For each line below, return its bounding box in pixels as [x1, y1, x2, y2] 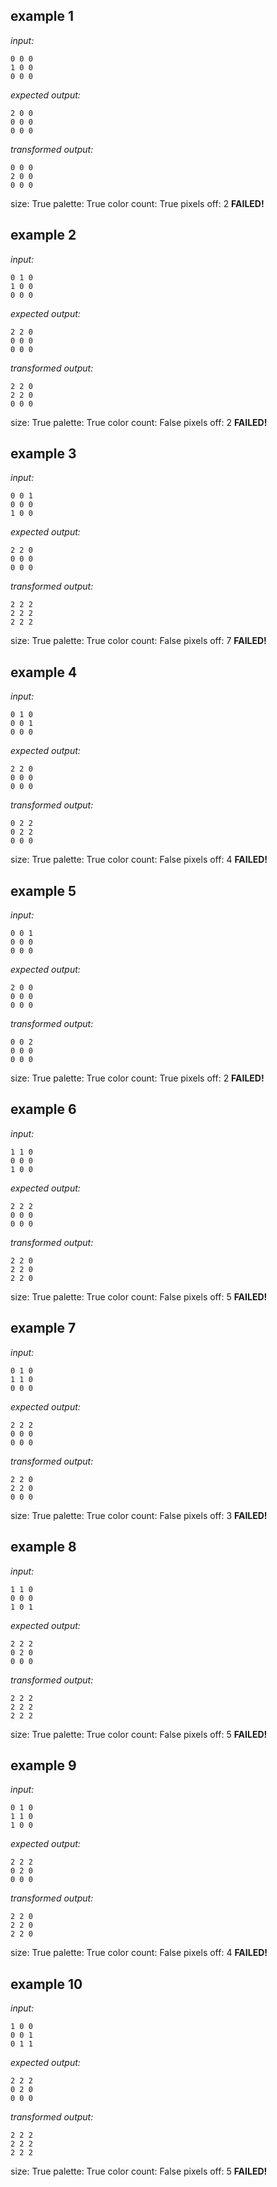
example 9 [10, 1757, 77, 1774]
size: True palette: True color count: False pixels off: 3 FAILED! [10, 1509, 268, 1521]
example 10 [10, 1975, 83, 1993]
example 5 [10, 882, 77, 899]
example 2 [10, 227, 77, 244]
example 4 [10, 664, 78, 681]
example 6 [10, 1101, 77, 1118]
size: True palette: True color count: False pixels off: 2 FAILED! [10, 416, 268, 428]
